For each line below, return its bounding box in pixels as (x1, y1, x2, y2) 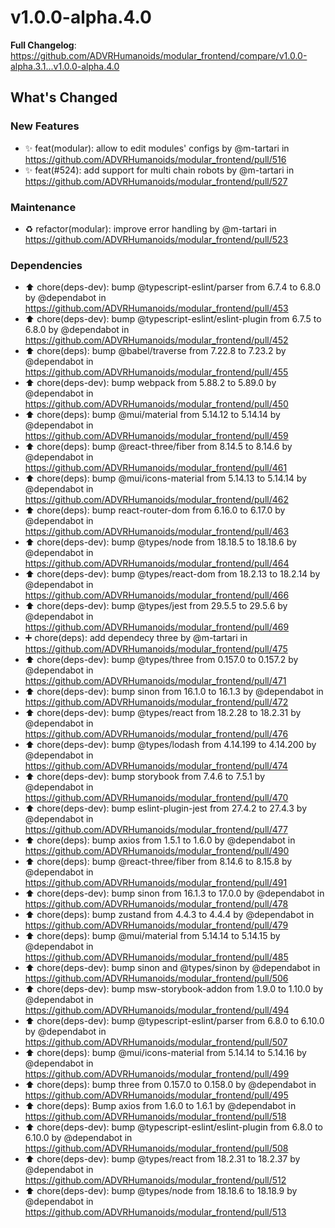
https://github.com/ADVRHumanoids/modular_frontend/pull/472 (24, 696, 289, 708)
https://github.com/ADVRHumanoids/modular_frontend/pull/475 (24, 643, 288, 655)
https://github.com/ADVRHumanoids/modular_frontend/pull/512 (24, 1174, 287, 1186)
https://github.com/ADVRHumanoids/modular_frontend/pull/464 (24, 557, 290, 570)
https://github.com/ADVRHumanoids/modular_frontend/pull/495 (24, 1089, 289, 1101)
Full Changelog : (10, 39, 77, 51)
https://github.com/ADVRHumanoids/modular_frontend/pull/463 (24, 526, 290, 538)
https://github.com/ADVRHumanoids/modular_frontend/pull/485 (24, 951, 289, 963)
